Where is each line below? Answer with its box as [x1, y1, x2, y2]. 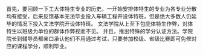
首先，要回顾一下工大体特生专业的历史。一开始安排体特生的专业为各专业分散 [6, 5, 197, 12]
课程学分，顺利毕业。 [16, 42, 70, 50]
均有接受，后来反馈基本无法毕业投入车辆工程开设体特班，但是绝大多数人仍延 [6, 13, 197, 20]
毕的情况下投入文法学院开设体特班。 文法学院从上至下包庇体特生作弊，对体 [6, 20, 193, 27]
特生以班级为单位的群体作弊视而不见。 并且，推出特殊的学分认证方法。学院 [6, 27, 193, 35]
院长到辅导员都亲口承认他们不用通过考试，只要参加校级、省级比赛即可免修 [6, 35, 192, 42]
